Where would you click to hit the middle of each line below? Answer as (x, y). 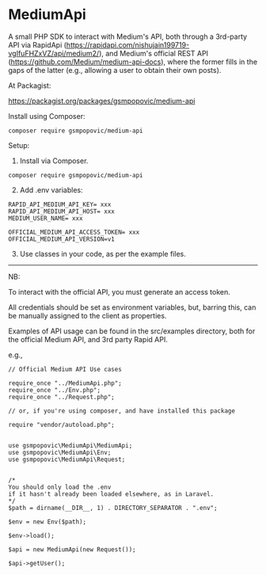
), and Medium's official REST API (153, 53)
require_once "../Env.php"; (55, 390)
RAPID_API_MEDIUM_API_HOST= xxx (61, 211)
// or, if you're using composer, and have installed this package (122, 411)
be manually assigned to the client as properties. (87, 315)
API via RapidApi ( (38, 44)
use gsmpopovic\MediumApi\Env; (60, 452)
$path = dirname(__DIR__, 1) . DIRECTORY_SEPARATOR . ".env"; (113, 508)
